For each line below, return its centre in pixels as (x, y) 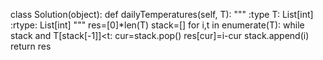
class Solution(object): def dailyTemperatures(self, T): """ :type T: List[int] (162, 14)
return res (31, 46)
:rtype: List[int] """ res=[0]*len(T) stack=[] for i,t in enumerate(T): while (157, 25)
